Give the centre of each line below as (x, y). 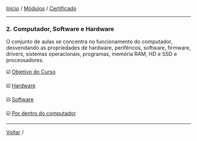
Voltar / (15, 132)
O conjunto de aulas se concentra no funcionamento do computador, (89, 42)
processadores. (25, 60)
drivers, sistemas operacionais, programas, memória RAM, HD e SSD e (91, 54)
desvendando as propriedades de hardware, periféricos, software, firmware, (98, 48)
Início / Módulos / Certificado (41, 8)
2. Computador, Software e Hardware (60, 29)
